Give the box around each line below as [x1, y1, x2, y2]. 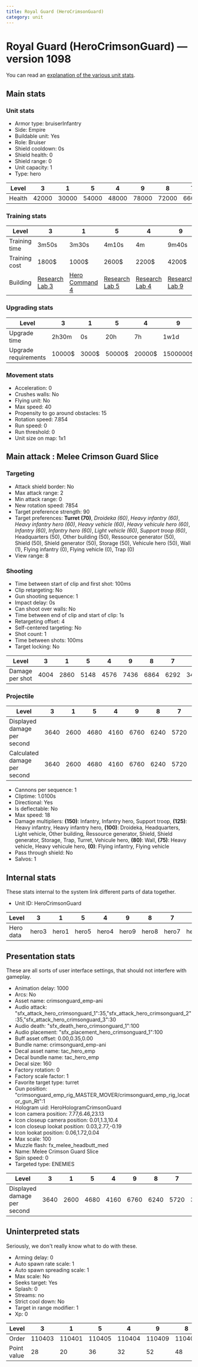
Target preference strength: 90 [14, 508, 90, 515]
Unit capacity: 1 [14, 164, 52, 171]
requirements [9, 353, 46, 361]
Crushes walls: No [14, 391, 60, 398]
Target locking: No [14, 643, 60, 650]
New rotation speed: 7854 [14, 502, 78, 509]
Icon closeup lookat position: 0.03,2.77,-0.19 [14, 1122, 122, 1129]
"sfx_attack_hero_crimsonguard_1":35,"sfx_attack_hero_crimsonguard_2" [14, 1009, 192, 1017]
